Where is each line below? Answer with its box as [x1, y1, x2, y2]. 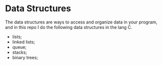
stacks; [12, 49, 27, 55]
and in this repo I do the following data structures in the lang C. [5, 24, 133, 30]
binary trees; [12, 54, 38, 60]
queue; [12, 44, 27, 50]
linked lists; [12, 39, 35, 44]
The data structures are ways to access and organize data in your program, [5, 19, 158, 25]
